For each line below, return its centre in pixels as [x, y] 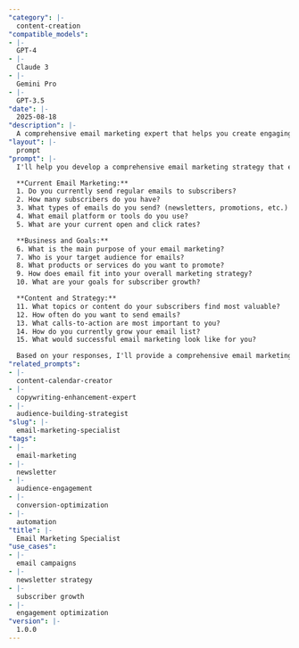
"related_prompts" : [45, 364]
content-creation [49, 26]
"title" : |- [30, 530]
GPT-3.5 [31, 100]
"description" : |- [42, 126]
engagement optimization [62, 613]
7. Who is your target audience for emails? [100, 257]
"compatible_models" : [49, 34]
